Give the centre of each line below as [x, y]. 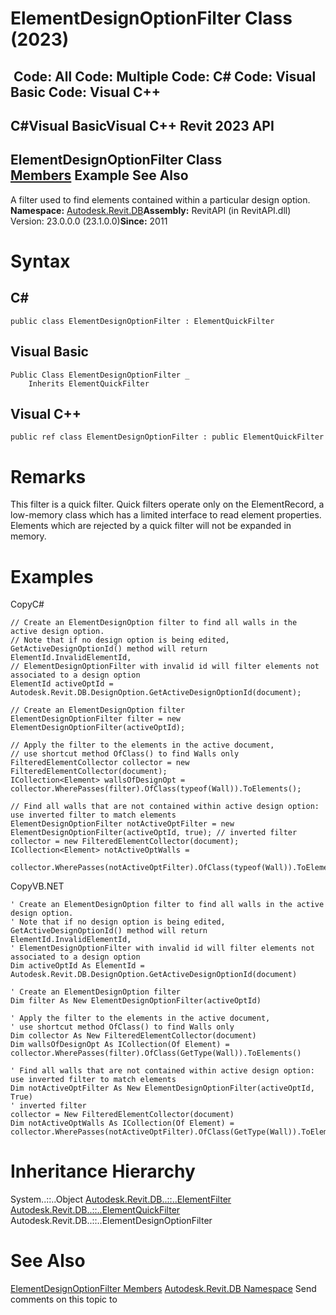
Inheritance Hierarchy [103, 1171]
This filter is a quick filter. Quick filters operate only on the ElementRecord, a [167, 504]
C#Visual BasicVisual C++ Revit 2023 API [142, 125]
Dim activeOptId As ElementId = [77, 966]
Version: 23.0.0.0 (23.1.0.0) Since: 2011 [89, 221]
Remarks [48, 476]
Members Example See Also [99, 175]
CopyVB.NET [37, 886]
